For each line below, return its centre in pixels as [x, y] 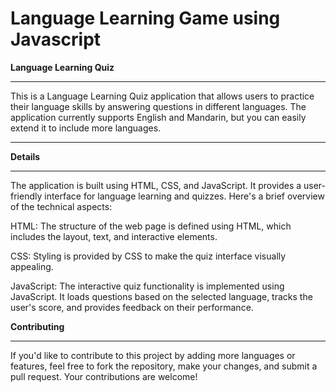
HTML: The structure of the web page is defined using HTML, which [151, 226]
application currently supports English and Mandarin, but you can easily [158, 117]
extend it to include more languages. [86, 128]
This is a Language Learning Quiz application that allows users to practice [162, 96]
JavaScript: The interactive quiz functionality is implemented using [147, 286]
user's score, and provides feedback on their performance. [132, 307]
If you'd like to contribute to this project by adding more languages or [153, 355]
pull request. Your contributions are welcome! [104, 376]
